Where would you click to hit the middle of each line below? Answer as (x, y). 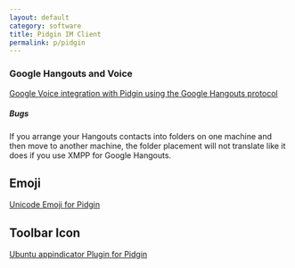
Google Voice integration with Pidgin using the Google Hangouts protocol (143, 93)
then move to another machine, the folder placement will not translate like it (147, 146)
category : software (45, 26)
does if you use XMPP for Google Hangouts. (90, 155)
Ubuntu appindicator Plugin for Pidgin (78, 255)
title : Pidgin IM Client (55, 34)
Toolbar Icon (45, 233)
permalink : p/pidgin (48, 42)
